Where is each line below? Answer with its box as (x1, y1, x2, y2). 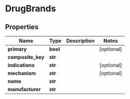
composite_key (7, 54, 45, 60)
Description (66, 38, 95, 44)
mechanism (7, 70, 36, 77)
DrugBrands (5, 3, 56, 14)
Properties (5, 23, 39, 31)
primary (7, 46, 27, 52)
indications (7, 62, 35, 68)
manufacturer (7, 86, 41, 93)
